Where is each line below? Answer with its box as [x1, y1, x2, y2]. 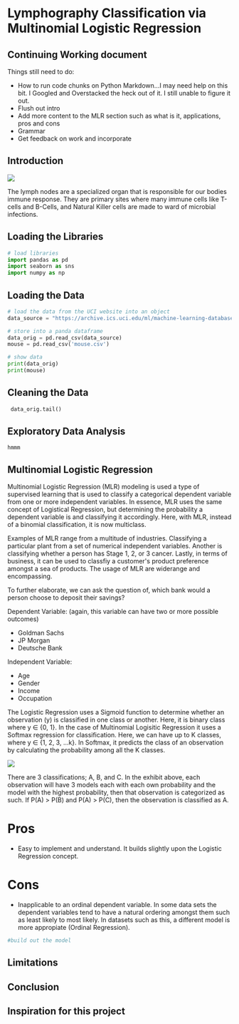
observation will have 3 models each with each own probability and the [7, 781, 216, 789]
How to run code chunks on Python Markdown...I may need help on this [17, 81, 228, 90]
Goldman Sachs [17, 629, 65, 638]
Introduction [7, 155, 64, 167]
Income [17, 687, 41, 695]
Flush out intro [17, 104, 60, 112]
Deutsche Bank [17, 644, 63, 652]
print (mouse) [7, 367, 46, 374]
